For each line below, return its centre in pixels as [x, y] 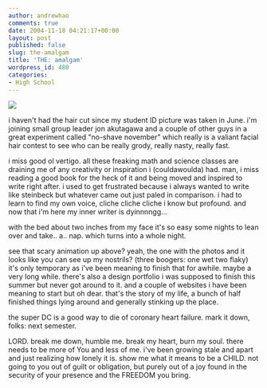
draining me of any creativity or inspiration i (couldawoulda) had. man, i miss [133, 169]
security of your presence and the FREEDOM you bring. [100, 374]
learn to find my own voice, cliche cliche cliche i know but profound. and [128, 203]
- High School [32, 82]
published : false [37, 45]
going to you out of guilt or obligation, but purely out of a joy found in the [128, 366]
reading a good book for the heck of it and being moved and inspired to [126, 178]
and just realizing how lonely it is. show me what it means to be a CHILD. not [133, 358]
